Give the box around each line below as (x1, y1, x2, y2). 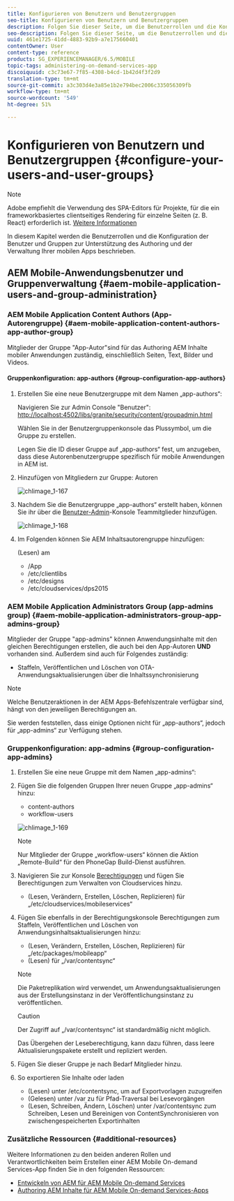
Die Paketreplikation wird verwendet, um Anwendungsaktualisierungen (17, 984, 221, 992)
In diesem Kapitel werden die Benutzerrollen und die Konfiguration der (7, 232, 209, 240)
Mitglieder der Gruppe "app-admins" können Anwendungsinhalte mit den (7, 635, 217, 643)
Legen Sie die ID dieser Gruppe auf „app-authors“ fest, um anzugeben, (17, 445, 221, 453)
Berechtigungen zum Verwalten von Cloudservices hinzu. (17, 879, 182, 887)
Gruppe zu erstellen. (17, 431, 77, 440)
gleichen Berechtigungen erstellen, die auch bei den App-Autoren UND (7, 642, 211, 650)
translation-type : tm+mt (7, 75, 79, 82)
